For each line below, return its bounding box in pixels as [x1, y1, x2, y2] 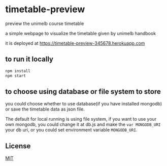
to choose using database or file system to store [5, 87, 161, 96]
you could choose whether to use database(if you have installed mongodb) [5, 101, 162, 107]
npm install [5, 68, 30, 73]
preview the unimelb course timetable [5, 20, 84, 26]
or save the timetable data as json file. [5, 106, 85, 113]
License [5, 142, 31, 150]
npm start [5, 73, 26, 78]
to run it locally [5, 55, 53, 64]
